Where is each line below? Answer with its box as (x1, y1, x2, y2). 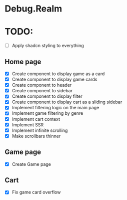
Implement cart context (11, 116, 60, 122)
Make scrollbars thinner (11, 133, 61, 139)
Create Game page (11, 161, 51, 167)
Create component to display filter (11, 93, 83, 99)
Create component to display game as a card (11, 71, 105, 77)
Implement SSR (11, 121, 44, 128)
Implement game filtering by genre (11, 110, 83, 116)
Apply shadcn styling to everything (11, 43, 84, 49)
